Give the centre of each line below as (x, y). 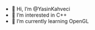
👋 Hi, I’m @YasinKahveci (41, 9)
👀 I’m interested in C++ (39, 15)
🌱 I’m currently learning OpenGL (50, 21)
